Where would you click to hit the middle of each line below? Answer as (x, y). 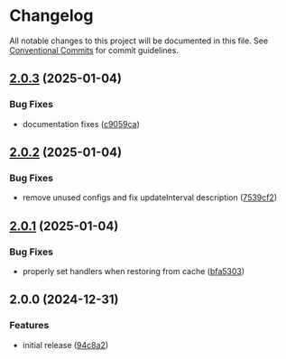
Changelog (51, 16)
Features (29, 326)
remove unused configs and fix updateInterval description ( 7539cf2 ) (150, 198)
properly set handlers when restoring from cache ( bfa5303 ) (134, 271)
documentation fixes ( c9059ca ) (81, 124)
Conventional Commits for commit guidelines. (94, 50)
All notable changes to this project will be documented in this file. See (139, 41)
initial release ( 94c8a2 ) (65, 345)
